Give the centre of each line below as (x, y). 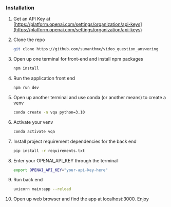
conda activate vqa (34, 131)
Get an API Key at (32, 19)
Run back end (28, 180)
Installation (20, 8)
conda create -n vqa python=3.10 (49, 112)
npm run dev (26, 88)
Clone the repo (29, 40)
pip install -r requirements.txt (49, 150)
